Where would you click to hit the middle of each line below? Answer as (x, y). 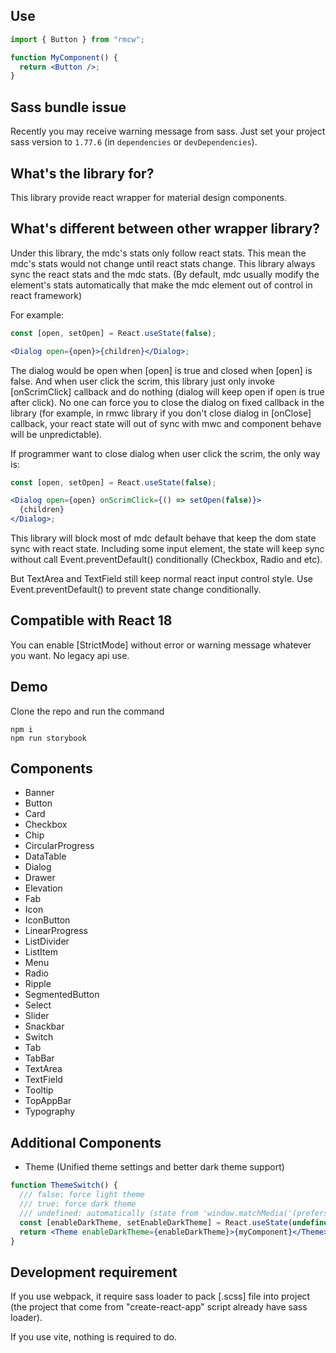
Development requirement (94, 1272)
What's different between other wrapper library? (165, 229)
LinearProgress (56, 931)
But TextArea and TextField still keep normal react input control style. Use (161, 578)
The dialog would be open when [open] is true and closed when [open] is (161, 370)
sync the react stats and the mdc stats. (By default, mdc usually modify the (165, 274)
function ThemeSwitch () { (64, 1185)
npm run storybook (48, 738)
